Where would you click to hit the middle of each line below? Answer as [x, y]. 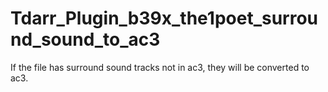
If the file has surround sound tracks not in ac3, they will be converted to [160, 67]
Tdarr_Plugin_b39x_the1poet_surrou [164, 18]
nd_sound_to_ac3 [85, 39]
